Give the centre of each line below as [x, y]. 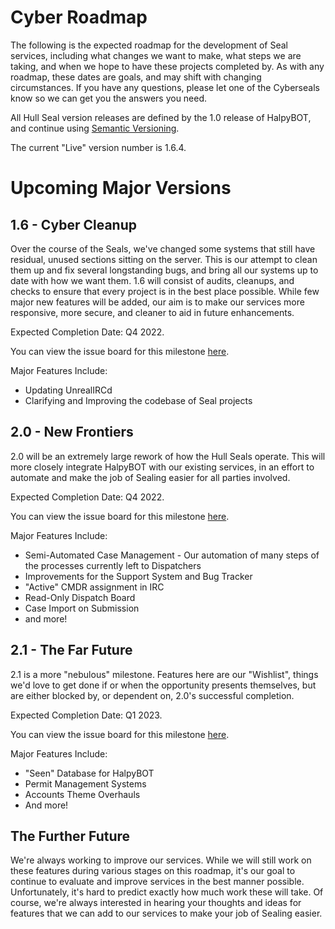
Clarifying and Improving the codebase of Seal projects [138, 400]
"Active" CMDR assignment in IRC [94, 587]
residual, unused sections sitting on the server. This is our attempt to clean [164, 259]
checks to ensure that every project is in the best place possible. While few [165, 291]
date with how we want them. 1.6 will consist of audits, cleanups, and [152, 280]
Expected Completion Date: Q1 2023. [86, 715]
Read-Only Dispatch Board [80, 597]
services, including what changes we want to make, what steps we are [156, 55]
